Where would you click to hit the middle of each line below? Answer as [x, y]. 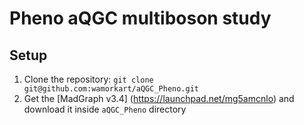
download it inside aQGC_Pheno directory [105, 109]
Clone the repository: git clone [88, 79]
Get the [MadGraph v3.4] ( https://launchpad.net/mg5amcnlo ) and [159, 98]
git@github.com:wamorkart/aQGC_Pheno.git [111, 89]
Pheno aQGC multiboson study [140, 18]
